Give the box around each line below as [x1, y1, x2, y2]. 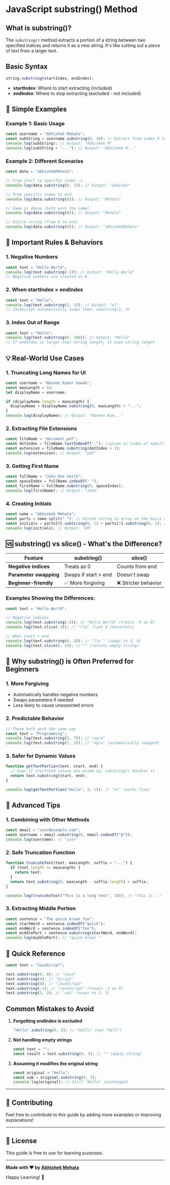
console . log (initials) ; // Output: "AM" [6, 525, 92, 531]
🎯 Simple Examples [6, 105, 67, 114]
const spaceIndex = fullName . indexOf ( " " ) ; [6, 478, 99, 483]
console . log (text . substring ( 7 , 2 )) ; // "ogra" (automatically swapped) [6, 740, 159, 746]
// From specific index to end [6, 192, 72, 197]
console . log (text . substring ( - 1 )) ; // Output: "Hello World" [6, 269, 135, 275]
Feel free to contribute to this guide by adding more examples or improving [6, 1112, 161, 1118]
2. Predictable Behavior [6, 715, 65, 722]
